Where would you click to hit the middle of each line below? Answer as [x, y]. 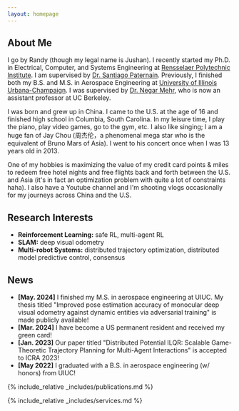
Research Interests [50, 217]
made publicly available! [53, 320]
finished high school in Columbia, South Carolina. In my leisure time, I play [116, 119]
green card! [35, 335]
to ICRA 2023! [38, 358]
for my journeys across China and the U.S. [70, 195]
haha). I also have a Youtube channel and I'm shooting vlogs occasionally [115, 188]
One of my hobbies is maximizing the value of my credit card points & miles [118, 165]
